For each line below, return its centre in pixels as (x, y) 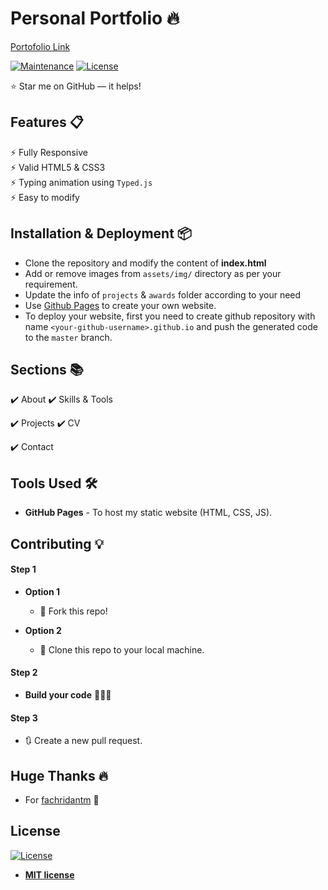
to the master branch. (68, 337)
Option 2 (43, 630)
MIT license (49, 874)
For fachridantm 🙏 (62, 800)
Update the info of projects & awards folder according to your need (163, 294)
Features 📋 (47, 122)
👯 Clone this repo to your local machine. (122, 649)
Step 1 (23, 569)
